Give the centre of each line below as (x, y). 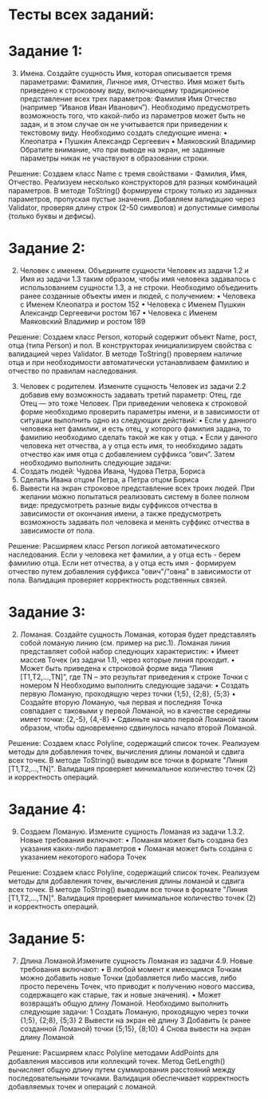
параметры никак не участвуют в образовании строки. (114, 158)
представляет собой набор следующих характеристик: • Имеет (129, 651)
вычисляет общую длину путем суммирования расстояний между (122, 1069)
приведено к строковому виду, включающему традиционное (124, 90)
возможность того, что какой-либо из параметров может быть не (132, 116)
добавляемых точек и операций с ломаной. (83, 1086)
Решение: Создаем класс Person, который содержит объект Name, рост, (133, 337)
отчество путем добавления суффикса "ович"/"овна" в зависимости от (130, 572)
